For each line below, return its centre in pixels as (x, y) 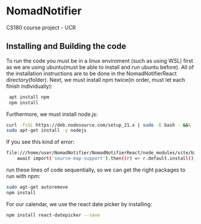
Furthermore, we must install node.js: (52, 114)
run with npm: (23, 176)
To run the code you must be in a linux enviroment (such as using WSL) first (100, 60)
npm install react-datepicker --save (53, 215)
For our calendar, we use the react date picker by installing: (79, 204)
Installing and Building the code (66, 46)
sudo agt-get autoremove (37, 187)
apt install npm (29, 97)
